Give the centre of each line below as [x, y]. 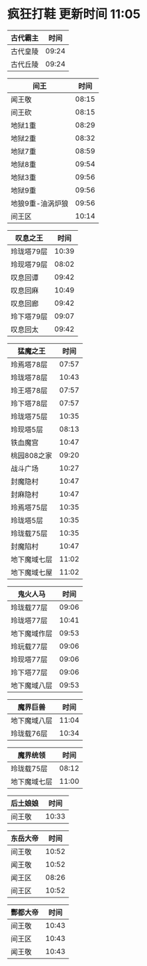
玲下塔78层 [29, 403]
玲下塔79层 [29, 316]
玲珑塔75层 [29, 416]
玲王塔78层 [29, 390]
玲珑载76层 [29, 733]
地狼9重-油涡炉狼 [40, 203]
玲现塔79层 [29, 264]
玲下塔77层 [29, 672]
